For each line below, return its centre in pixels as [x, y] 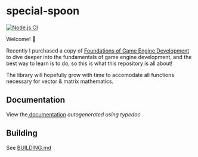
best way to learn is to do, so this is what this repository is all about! [89, 63]
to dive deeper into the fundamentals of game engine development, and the [99, 57]
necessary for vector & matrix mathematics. [60, 81]
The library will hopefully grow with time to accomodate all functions [90, 75]
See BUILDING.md [29, 147]
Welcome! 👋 [21, 39]
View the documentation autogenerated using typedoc [73, 114]
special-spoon [43, 11]
